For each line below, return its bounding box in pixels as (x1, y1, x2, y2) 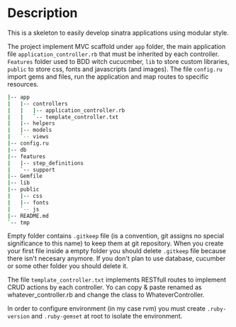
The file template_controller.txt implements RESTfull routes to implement (7, 275, 227, 284)
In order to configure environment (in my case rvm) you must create (7, 304, 206, 313)
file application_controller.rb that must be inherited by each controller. (7, 50, 220, 58)
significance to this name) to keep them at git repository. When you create (7, 239, 224, 248)
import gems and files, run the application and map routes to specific (7, 72, 209, 81)
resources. (7, 79, 39, 88)
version (7, 314, 30, 321)
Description (7, 5, 78, 21)
